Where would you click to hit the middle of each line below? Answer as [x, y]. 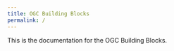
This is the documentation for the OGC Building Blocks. [87, 40]
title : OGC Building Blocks [49, 14]
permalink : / [26, 20]
